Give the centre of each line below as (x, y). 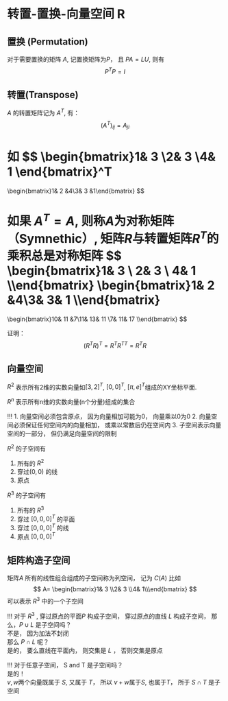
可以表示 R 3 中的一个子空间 (46, 601)
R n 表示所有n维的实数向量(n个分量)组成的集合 (71, 401)
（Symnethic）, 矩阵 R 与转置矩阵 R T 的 (113, 238)
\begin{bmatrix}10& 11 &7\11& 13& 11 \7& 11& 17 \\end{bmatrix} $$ (97, 319)
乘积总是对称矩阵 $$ (64, 256)
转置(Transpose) (43, 95)
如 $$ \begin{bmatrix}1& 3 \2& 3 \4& (112, 157)
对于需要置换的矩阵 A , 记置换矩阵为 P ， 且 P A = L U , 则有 (86, 59)
